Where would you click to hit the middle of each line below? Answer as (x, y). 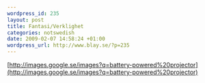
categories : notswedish (41, 33)
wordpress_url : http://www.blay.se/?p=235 (68, 45)
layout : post (26, 20)
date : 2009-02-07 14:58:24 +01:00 (56, 39)
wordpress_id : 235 (33, 13)
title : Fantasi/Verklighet (45, 26)
